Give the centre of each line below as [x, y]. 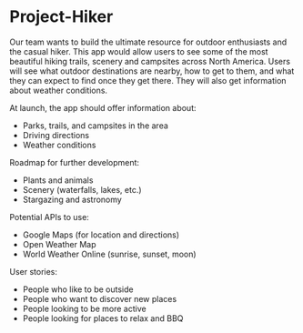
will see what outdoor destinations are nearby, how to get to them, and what [152, 71]
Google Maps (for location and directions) [101, 235]
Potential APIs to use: [49, 217]
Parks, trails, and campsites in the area [95, 126]
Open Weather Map [59, 244]
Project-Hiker [61, 17]
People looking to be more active [85, 308]
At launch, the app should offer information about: [103, 107]
